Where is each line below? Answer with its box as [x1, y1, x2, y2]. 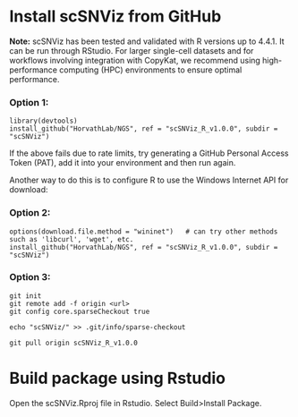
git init [9, 291, 42, 301]
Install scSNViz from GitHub [9, 6, 222, 27]
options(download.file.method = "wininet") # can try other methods [9, 226, 278, 236]
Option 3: [9, 271, 51, 284]
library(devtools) [9, 116, 78, 126]
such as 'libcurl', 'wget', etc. [9, 234, 134, 243]
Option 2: [9, 207, 51, 219]
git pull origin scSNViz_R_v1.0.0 [9, 338, 139, 347]
